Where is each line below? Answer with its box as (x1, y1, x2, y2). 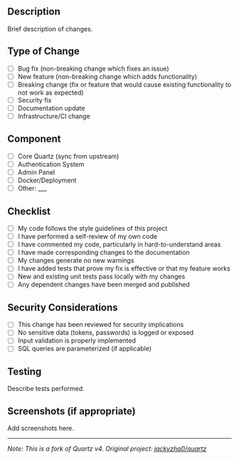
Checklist (7, 205, 51, 217)
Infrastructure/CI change (17, 112, 90, 120)
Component (7, 133, 62, 145)
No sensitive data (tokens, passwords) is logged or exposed (17, 328, 194, 337)
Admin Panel (17, 167, 55, 177)
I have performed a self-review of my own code (17, 232, 158, 241)
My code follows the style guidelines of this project (17, 224, 168, 232)
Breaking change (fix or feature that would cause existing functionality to (17, 80, 232, 88)
